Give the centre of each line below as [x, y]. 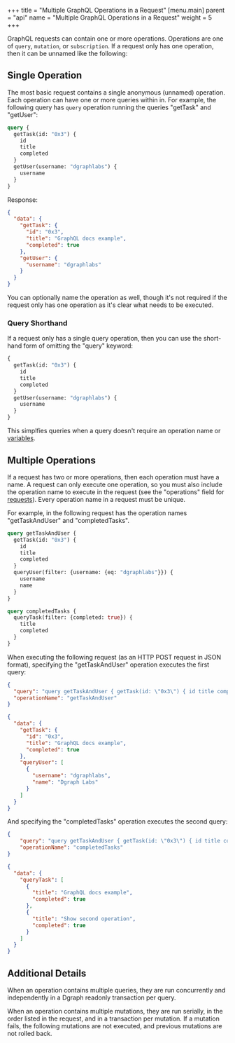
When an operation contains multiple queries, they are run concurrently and [116, 990]
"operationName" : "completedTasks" [72, 847]
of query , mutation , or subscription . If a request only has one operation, [111, 46]
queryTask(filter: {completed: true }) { [73, 618]
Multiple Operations [51, 460]
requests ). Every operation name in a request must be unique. [96, 499]
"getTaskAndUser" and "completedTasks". [68, 520]
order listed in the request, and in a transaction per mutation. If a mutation [114, 1018]
